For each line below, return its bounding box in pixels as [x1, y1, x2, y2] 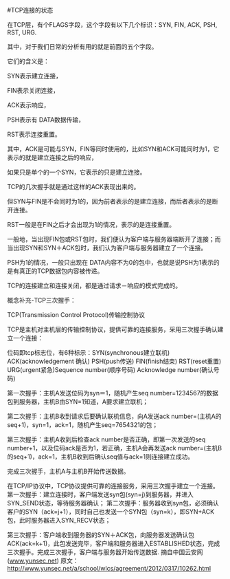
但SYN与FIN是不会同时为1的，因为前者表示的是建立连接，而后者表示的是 [7, 197, 213, 205]
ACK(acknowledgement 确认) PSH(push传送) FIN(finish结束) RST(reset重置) [7, 357, 222, 365]
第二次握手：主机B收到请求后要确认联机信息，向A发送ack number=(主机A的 [7, 412, 222, 420]
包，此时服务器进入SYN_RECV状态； [7, 516, 111, 524]
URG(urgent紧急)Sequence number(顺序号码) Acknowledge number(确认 [7, 366, 214, 373]
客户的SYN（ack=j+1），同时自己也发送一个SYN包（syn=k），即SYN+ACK [7, 507, 215, 516]
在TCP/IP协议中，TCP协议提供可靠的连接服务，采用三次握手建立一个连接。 [7, 482, 220, 490]
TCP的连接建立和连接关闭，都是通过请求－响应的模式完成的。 [7, 281, 182, 289]
